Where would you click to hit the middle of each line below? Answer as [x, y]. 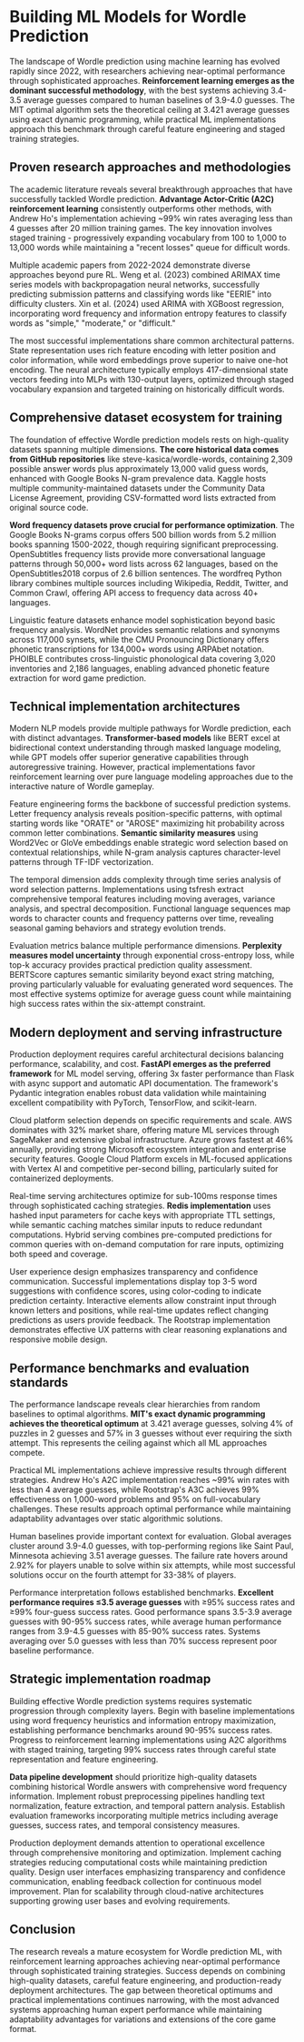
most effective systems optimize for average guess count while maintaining [151, 994]
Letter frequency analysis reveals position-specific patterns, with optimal [146, 814]
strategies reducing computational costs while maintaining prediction [138, 1862]
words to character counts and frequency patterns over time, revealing [142, 919]
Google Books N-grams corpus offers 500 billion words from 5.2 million [143, 534]
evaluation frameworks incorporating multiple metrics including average [144, 1815]
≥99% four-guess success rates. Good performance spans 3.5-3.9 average [151, 1612]
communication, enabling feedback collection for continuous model [136, 1881]
